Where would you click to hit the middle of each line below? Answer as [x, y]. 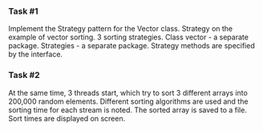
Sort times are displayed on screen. [67, 118]
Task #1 [23, 11]
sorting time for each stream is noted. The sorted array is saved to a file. [127, 109]
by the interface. [35, 55]
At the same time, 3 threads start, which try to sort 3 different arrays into [128, 92]
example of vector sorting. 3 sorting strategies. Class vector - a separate [128, 37]
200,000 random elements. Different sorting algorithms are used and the [128, 101]
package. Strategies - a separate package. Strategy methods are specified [131, 46]
